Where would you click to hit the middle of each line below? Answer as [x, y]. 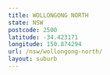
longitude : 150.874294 [45, 45]
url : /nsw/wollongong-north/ [55, 52]
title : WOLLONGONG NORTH [48, 15]
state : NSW [26, 23]
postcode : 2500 [33, 30]
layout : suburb [33, 59]
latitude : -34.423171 [43, 37]
